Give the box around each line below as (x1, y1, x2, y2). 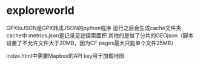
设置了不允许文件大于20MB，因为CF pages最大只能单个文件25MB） (6, 39, 177, 46)
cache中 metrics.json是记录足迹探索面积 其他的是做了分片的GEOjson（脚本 (6, 31, 194, 39)
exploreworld (6, 4, 75, 17)
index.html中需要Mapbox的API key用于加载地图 (6, 52, 125, 59)
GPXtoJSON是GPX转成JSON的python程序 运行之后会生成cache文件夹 (6, 24, 182, 31)
